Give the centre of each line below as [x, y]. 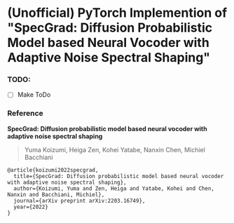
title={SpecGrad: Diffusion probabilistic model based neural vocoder [119, 176]
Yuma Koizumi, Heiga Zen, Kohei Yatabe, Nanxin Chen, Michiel [115, 149]
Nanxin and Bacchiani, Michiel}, [56, 194]
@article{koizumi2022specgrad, [53, 170]
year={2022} [31, 207]
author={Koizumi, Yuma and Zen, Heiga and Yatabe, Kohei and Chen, [114, 188]
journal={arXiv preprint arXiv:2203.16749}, [80, 201]
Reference [25, 114]
